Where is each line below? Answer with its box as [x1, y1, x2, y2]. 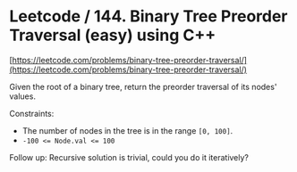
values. [9, 91, 36, 102]
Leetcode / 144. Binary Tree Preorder [9, 6, 288, 27]
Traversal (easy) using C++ [9, 25, 216, 45]
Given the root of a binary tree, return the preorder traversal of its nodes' [9, 81, 277, 92]
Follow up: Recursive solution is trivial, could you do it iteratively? [9, 152, 249, 162]
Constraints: [9, 108, 55, 119]
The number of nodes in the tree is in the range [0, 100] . [21, 125, 233, 135]
